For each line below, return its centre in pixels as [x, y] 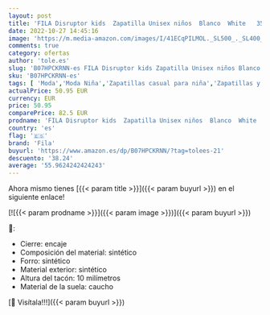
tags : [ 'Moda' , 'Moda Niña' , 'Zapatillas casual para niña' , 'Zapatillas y [135, 83]
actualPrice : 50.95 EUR [48, 91]
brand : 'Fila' [32, 143]
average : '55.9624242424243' [57, 166]
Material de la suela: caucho [67, 287]
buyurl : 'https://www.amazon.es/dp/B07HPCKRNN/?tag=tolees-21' [117, 151]
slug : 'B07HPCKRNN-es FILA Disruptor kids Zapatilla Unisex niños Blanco [135, 68]
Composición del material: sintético [78, 253]
